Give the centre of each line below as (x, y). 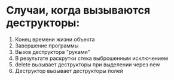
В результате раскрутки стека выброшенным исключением (91, 58)
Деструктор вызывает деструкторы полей (69, 71)
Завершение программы (47, 46)
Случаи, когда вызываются (78, 10)
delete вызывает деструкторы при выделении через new (87, 64)
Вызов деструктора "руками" (53, 52)
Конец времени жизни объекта (55, 39)
